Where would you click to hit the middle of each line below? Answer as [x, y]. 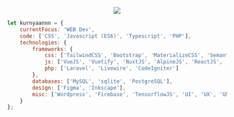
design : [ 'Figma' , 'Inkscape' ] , [79, 88]
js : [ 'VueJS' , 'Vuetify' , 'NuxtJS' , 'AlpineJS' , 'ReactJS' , [133, 62]
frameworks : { [53, 49]
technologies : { [44, 42]
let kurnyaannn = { [36, 23]
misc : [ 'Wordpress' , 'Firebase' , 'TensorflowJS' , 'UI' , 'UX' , [124, 94]
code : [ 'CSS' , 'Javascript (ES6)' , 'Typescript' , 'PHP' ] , [106, 36]
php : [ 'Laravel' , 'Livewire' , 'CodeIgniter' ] [111, 69]
